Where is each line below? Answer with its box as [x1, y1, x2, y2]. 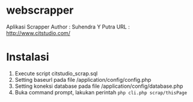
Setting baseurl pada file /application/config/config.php [14, 76, 152, 83]
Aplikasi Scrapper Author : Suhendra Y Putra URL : [6, 23, 130, 30]
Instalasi [6, 50, 49, 64]
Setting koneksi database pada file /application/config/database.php [14, 82, 183, 90]
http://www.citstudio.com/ [6, 29, 70, 36]
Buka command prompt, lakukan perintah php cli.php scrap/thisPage [14, 88, 188, 95]
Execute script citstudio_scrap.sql [14, 69, 98, 77]
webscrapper [6, 4, 74, 17]
